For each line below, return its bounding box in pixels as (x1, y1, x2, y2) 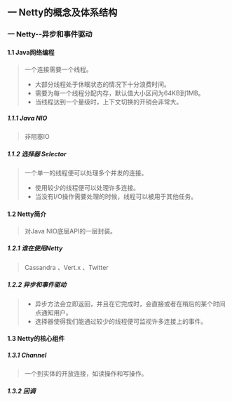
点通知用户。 (34, 308, 72, 317)
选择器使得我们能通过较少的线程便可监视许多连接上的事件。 (34, 317, 207, 325)
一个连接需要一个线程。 (24, 65, 93, 74)
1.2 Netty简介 (7, 210, 47, 219)
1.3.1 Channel (7, 351, 47, 359)
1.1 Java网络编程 (7, 48, 55, 56)
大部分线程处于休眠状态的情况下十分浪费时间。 (34, 80, 170, 88)
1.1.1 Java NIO (7, 114, 48, 123)
